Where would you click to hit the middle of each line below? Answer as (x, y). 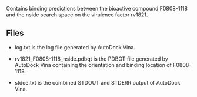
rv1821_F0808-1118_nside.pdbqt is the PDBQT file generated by (91, 59)
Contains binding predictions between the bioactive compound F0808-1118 (97, 9)
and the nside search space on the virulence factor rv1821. (77, 15)
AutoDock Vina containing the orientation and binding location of (93, 65)
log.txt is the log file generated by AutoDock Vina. (75, 47)
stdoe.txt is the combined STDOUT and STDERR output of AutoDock (97, 82)
